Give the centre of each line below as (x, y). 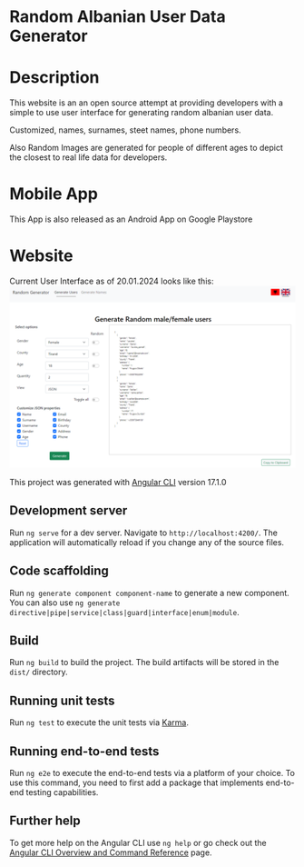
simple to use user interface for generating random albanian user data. (142, 113)
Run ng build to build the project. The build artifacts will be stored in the (144, 663)
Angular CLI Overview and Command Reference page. (111, 852)
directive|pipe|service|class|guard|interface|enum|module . (124, 612)
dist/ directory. (39, 672)
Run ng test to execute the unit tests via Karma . (99, 722)
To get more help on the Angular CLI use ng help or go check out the (138, 842)
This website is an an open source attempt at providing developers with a (147, 103)
